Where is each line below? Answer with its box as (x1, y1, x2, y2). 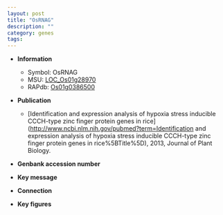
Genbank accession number (17, 160, 100, 168)
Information (17, 55, 53, 63)
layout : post (7, 10, 45, 17)
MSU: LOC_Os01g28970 (27, 75, 96, 84)
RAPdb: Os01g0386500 (27, 83, 96, 91)
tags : (7, 36, 23, 43)
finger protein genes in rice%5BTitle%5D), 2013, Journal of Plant (27, 139, 213, 147)
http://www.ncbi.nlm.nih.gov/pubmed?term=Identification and (30, 124, 206, 133)
